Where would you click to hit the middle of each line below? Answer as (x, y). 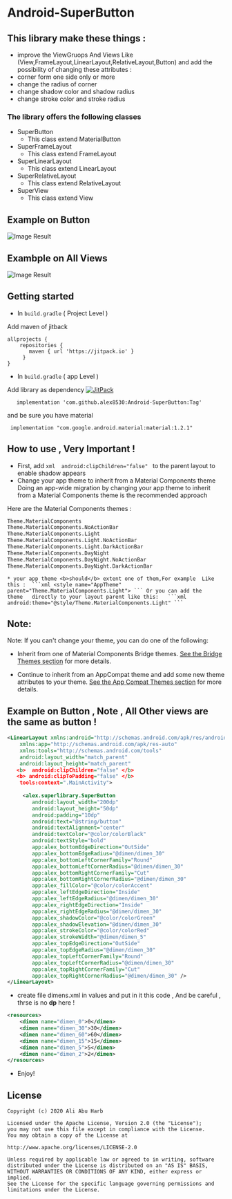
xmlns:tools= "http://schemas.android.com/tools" (91, 751)
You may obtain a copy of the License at (68, 1135)
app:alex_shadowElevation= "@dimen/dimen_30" (97, 924)
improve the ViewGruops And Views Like (75, 55)
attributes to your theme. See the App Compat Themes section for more (119, 682)
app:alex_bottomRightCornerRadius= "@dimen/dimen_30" (109, 880)
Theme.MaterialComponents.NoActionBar (63, 528)
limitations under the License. (54, 1190)
